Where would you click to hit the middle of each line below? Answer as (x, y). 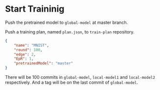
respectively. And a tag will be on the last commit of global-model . (72, 82)
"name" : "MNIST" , (32, 45)
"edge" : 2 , (25, 54)
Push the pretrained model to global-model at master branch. (67, 22)
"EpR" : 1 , (24, 59)
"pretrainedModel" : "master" (44, 63)
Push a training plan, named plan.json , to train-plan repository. (70, 32)
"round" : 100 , (28, 50)
